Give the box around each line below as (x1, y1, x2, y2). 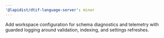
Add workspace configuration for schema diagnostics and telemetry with (5, 21, 159, 27)
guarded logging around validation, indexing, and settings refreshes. (5, 26, 149, 33)
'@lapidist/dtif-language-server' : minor (5, 7, 95, 13)
